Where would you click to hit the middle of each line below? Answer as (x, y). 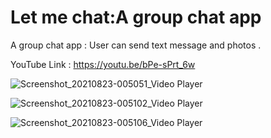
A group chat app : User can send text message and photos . (136, 45)
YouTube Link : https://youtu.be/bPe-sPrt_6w (103, 64)
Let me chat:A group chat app (136, 17)
